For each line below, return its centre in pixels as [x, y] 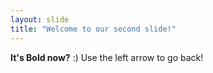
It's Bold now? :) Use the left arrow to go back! [107, 57]
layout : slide [40, 19]
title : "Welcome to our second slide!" [93, 29]
